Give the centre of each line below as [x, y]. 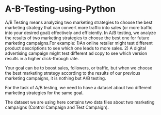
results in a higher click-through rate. [42, 58]
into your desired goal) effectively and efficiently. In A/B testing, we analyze [80, 33]
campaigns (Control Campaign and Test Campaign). [57, 107]
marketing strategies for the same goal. [44, 93]
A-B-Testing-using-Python [60, 9]
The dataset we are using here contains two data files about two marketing [80, 102]
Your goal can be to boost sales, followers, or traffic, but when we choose [79, 68]
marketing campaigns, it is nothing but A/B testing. [56, 78]
